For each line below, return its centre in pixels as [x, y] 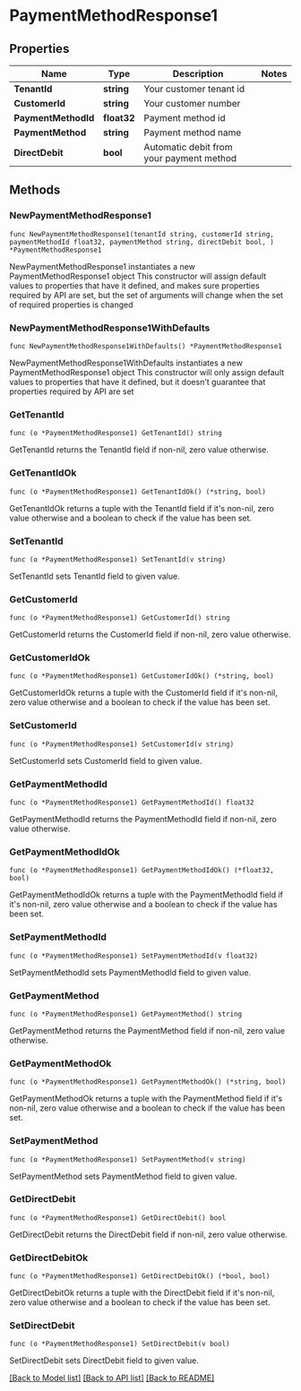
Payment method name [193, 133]
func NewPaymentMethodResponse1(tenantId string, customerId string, [142, 234]
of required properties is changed [71, 305]
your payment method [190, 158]
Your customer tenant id [194, 89]
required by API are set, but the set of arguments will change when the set [146, 295]
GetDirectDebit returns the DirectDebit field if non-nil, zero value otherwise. [149, 1234]
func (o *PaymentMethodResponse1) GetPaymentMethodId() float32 [132, 803]
